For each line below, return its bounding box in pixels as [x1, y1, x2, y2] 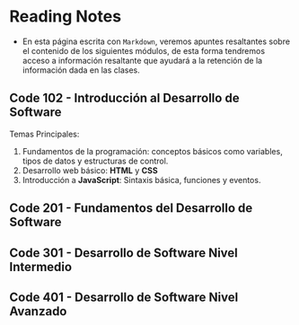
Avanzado [9, 303, 67, 319]
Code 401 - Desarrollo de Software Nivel [9, 289, 239, 304]
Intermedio [9, 259, 73, 275]
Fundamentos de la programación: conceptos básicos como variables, [22, 145, 283, 156]
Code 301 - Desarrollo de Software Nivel [9, 245, 238, 260]
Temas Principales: [9, 128, 80, 139]
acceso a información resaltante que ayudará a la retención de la [22, 55, 263, 66]
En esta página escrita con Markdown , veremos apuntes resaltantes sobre [22, 36, 290, 47]
